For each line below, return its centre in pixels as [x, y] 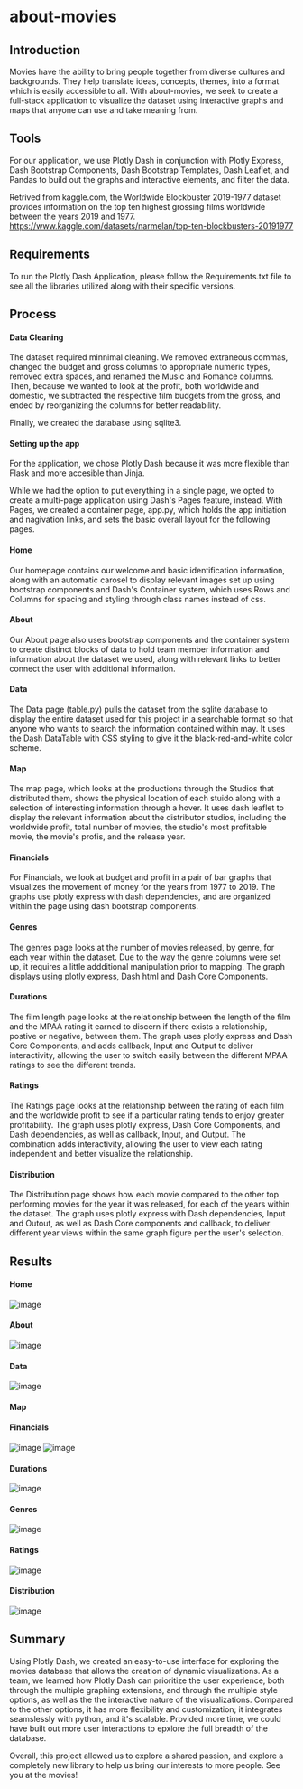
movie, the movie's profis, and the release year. [97, 837]
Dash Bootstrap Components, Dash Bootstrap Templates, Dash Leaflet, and [149, 170]
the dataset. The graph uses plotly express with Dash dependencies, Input [147, 1214]
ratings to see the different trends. [73, 1065]
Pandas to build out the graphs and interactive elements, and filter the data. [150, 179]
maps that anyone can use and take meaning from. [104, 110]
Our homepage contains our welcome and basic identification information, [147, 570]
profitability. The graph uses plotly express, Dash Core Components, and [145, 1125]
